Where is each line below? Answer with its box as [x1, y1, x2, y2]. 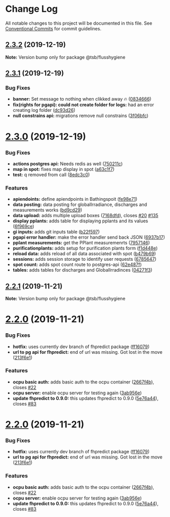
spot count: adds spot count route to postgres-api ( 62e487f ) [12, 261, 142, 267]
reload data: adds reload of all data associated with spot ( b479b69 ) [12, 251, 156, 257]
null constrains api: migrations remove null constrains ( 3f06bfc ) [12, 112, 148, 119]
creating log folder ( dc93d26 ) [12, 107, 76, 113]
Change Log [5, 3, 58, 15]
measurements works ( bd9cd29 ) [12, 207, 82, 213]
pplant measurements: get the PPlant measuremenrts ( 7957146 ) [12, 240, 150, 246]
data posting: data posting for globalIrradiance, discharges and [12, 201, 147, 208]
